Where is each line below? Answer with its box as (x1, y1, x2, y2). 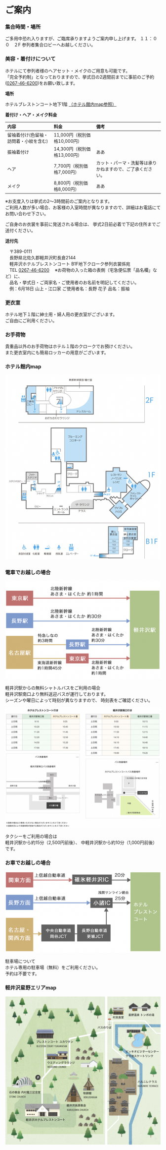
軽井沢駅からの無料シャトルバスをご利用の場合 (5, 685, 100, 691)
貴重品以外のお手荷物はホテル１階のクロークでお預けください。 (5, 343, 135, 350)
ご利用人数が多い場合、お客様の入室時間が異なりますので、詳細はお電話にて (5, 204, 161, 210)
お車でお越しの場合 (5, 859, 51, 866)
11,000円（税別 (53, 132, 86, 138)
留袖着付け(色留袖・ (7, 132, 48, 138)
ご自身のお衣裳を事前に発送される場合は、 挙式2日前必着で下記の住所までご (5, 221, 161, 227)
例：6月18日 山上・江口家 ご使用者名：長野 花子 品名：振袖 (9, 286, 130, 292)
